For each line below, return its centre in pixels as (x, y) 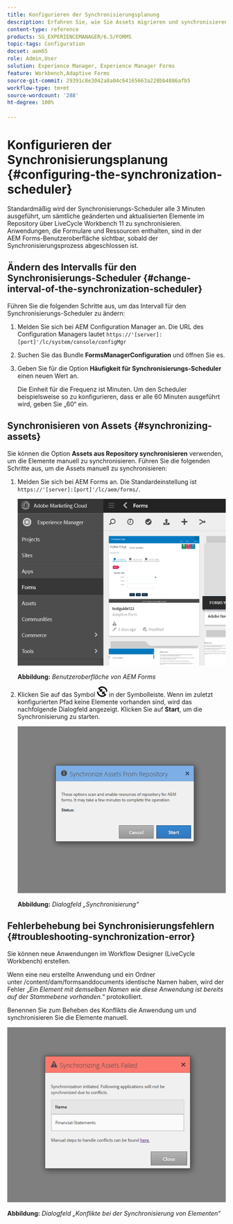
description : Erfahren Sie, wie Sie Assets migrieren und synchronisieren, (119, 22)
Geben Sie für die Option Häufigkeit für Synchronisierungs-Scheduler (119, 368)
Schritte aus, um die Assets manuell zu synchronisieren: (87, 468)
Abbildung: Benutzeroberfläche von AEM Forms (86, 677)
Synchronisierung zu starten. (59, 716)
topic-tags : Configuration (46, 44)
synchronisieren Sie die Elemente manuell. (68, 1017)
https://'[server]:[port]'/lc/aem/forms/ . (79, 489)
